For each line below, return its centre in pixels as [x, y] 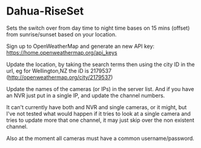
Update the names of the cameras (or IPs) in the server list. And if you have [100, 89]
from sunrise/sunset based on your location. [61, 34]
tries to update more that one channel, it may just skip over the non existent [100, 120]
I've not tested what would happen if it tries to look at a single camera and [98, 113]
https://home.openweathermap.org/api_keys [62, 52]
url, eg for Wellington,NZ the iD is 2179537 [59, 70]
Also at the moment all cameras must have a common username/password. [100, 138]
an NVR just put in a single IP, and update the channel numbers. [86, 95]
